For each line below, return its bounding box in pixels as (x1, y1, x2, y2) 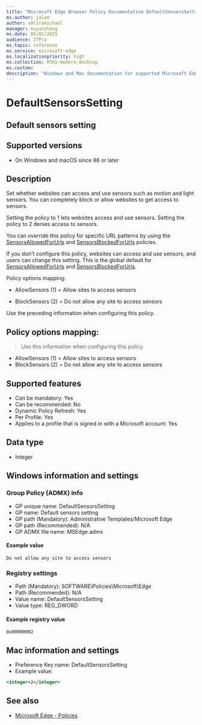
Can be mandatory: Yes (14, 394, 73, 402)
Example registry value (6, 616, 65, 623)
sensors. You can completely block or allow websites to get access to (6, 196, 179, 203)
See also (6, 696, 39, 706)
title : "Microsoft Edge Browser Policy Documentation (6, 8, 144, 15)
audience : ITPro (6, 37, 47, 43)
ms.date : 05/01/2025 (6, 31, 58, 37)
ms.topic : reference (6, 43, 58, 49)
